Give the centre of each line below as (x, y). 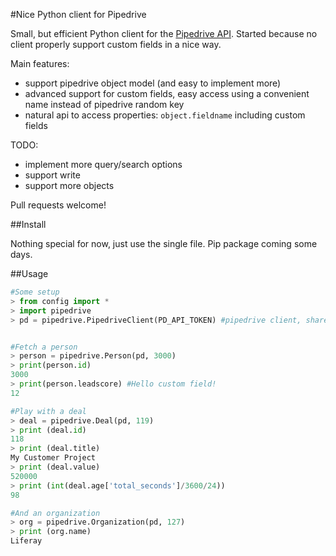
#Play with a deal (48, 411)
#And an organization (55, 513)
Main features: (40, 63)
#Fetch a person (44, 347)
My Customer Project (53, 458)
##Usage (29, 273)
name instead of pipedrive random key (104, 104)
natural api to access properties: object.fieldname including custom (165, 115)
